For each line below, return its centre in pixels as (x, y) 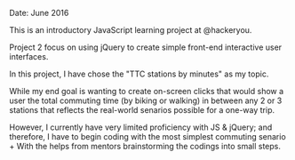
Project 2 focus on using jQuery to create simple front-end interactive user (146, 47)
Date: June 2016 (39, 13)
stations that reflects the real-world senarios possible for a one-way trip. (142, 110)
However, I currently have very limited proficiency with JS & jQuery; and (141, 127)
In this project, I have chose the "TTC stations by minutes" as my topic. (139, 74)
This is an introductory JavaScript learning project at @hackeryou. (131, 30)
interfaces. (29, 56)
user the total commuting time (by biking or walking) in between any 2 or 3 (146, 100)
